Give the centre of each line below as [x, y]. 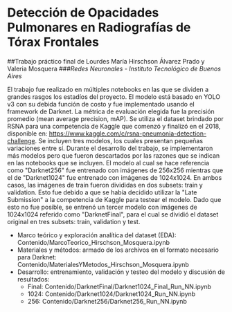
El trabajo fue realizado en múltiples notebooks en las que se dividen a [108, 89]
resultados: [33, 279]
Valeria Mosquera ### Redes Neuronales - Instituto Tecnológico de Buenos [114, 68]
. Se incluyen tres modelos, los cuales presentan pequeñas [119, 140]
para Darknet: [37, 257]
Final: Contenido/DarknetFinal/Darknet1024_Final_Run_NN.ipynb [119, 286]
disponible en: [27, 134]
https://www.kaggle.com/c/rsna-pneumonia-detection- [127, 134]
